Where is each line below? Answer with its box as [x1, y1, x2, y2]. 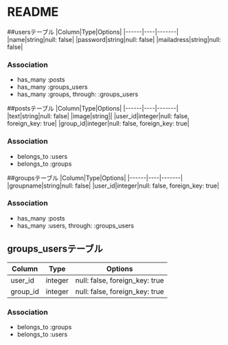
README [7, 4, 59, 20]
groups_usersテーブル [7, 243, 103, 255]
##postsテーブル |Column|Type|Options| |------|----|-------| [7, 104, 179, 113]
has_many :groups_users [16, 83, 88, 91]
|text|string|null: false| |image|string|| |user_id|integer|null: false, [7, 112, 190, 120]
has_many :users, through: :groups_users [16, 221, 135, 230]
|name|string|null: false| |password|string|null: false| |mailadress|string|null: [7, 35, 221, 43]
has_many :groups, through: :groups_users [16, 90, 139, 98]
